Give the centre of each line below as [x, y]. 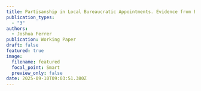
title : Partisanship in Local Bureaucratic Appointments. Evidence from [99, 12]
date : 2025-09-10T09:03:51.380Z [46, 78]
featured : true [25, 51]
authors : [17, 28]
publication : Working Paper [41, 40]
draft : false [22, 45]
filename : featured [36, 62]
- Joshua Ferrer [32, 34]
